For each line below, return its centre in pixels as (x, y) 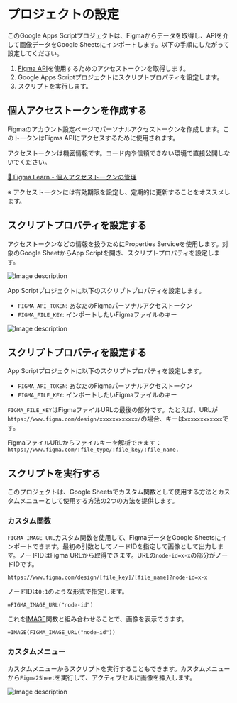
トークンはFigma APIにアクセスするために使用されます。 (96, 138)
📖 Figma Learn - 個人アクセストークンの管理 (72, 177)
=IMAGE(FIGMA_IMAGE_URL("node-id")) (61, 633)
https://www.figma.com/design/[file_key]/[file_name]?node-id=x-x (108, 578)
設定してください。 (35, 53)
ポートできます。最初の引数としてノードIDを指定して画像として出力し (115, 546)
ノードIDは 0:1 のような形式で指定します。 (68, 592)
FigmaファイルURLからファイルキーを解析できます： (84, 443)
